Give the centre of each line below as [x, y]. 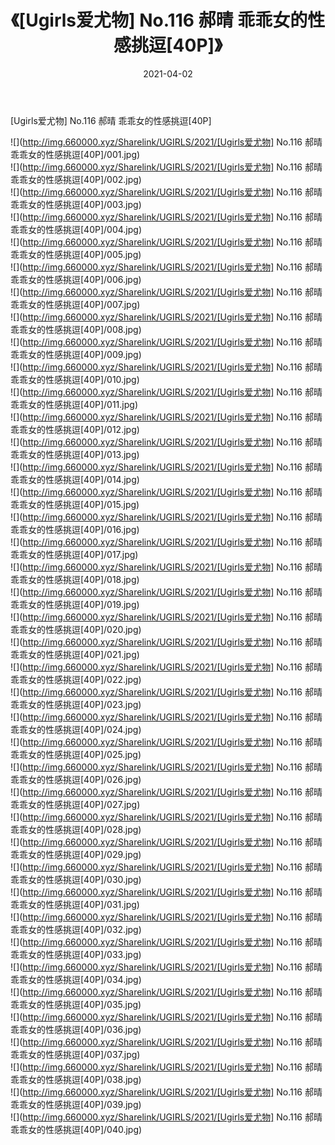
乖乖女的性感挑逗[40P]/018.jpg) [75, 579]
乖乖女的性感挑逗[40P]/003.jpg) [76, 204]
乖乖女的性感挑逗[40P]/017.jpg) [74, 554]
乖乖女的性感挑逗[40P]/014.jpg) [75, 479]
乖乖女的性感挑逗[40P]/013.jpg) [75, 454]
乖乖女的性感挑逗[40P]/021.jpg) [75, 654]
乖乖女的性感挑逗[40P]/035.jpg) [76, 1004]
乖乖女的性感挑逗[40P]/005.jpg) [76, 254]
